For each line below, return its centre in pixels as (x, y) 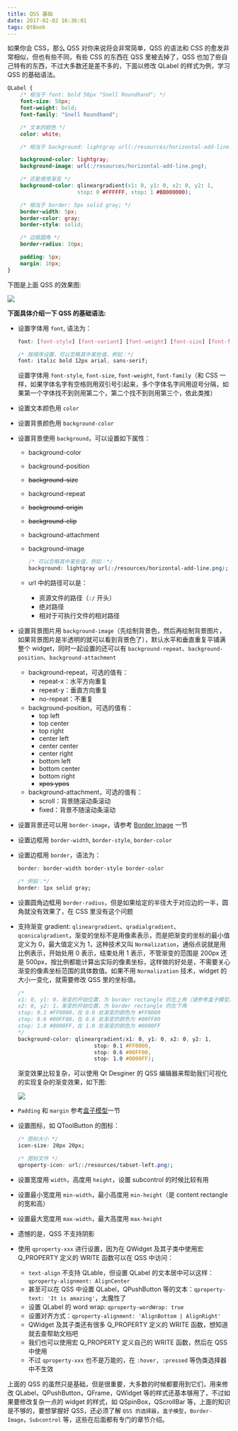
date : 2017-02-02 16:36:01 (47, 21)
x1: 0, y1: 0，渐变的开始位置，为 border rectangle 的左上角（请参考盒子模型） (126, 1000)
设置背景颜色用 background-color (66, 424)
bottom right (57, 776)
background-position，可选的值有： (80, 708)
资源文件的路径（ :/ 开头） (77, 598)
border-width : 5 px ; (49, 211)
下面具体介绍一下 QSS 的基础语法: (57, 313)
